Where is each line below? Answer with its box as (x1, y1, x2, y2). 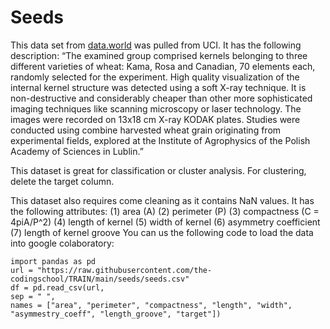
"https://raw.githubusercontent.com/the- (36, 265, 213, 275)
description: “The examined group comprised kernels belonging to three (10, 49, 308, 61)
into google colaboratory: (10, 237, 115, 249)
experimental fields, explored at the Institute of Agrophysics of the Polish (10, 134, 311, 146)
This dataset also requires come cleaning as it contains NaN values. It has (10, 194, 315, 206)
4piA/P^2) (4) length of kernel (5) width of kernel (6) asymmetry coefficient (10, 216, 321, 228)
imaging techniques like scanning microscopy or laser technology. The (10, 102, 302, 115)
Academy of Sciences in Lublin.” (10, 145, 144, 157)
